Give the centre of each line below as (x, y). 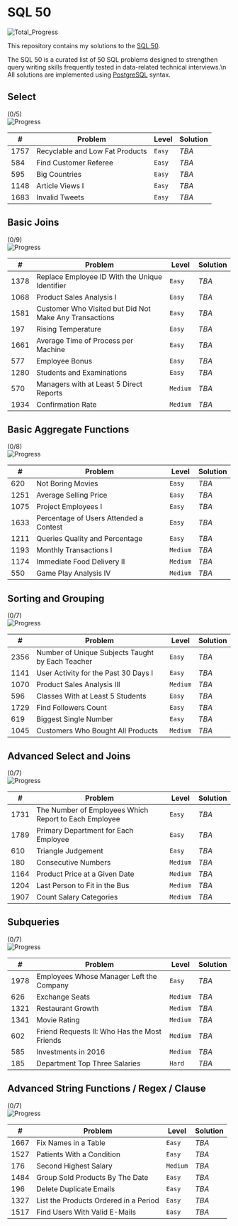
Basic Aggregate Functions (68, 429)
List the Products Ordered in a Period (98, 1200)
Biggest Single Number (75, 719)
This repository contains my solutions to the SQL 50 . (84, 45)
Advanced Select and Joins (69, 756)
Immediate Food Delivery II (81, 562)
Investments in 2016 (71, 1051)
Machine (51, 349)
